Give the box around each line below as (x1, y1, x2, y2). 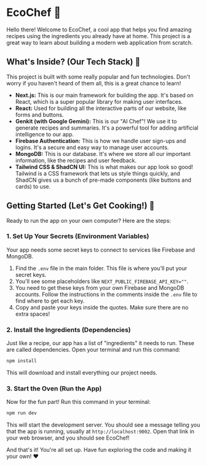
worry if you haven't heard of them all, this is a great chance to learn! (6, 79, 181, 87)
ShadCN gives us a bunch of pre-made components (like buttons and (15, 176, 192, 184)
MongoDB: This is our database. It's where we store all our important (15, 150, 191, 157)
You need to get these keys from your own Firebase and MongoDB (15, 284, 184, 291)
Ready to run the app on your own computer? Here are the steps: (6, 217, 171, 224)
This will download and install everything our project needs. (6, 369, 158, 376)
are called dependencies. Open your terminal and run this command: (6, 346, 181, 354)
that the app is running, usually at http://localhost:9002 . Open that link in (6, 428, 195, 435)
